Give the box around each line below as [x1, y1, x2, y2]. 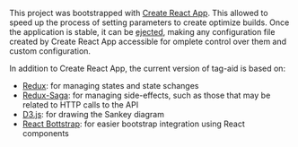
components [22, 128, 69, 138]
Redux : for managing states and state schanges [22, 81, 199, 91]
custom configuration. [9, 46, 92, 56]
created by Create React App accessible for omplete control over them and [9, 36, 287, 47]
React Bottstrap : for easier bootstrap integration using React [22, 118, 245, 129]
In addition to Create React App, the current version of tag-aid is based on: [9, 63, 285, 73]
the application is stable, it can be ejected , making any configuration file [9, 27, 276, 37]
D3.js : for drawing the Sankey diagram [22, 109, 164, 119]
